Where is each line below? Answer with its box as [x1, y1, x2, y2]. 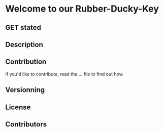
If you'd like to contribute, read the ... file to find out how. [5, 71, 124, 77]
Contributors [5, 120, 47, 128]
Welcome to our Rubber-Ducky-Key [5, 3, 159, 15]
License [5, 103, 31, 111]
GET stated [5, 23, 42, 32]
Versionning [5, 85, 45, 94]
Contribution [5, 58, 47, 66]
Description [5, 40, 43, 49]
